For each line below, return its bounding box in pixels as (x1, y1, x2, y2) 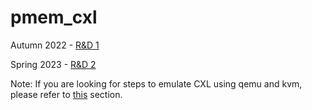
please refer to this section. (10, 88, 123, 100)
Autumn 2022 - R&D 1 (10, 39, 100, 51)
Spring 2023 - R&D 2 (10, 58, 97, 70)
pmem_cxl (10, 6, 98, 29)
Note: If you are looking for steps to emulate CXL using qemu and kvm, (10, 77, 303, 90)
